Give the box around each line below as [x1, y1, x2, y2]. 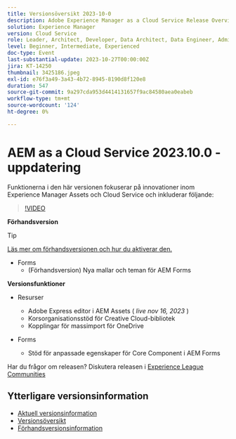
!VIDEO [24, 204, 46, 212]
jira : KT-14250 [7, 63, 52, 70]
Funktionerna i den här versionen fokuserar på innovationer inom [7, 183, 195, 191]
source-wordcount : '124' [7, 102, 80, 109]
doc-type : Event [7, 50, 55, 57]
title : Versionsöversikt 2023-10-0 [7, 10, 112, 18]
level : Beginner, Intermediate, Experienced [7, 43, 140, 50]
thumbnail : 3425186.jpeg [7, 69, 80, 76]
